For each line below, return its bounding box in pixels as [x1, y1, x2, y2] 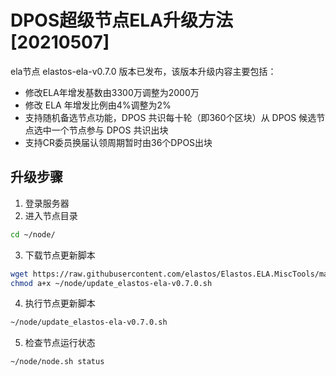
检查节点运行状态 [24, 337, 96, 349]
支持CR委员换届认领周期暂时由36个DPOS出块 [24, 136, 213, 148]
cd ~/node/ [10, 229, 56, 240]
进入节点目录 [24, 209, 78, 221]
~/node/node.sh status [10, 357, 105, 367]
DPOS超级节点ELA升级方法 [10, 9, 234, 32]
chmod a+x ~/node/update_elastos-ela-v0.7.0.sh [10, 278, 213, 288]
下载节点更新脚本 [24, 249, 96, 261]
